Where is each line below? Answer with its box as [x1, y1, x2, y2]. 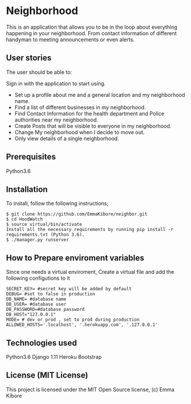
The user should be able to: [6, 69, 72, 76]
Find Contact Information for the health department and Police [14, 110, 165, 117]
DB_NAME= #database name [6, 296, 67, 303]
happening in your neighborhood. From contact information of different [6, 29, 177, 36]
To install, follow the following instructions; [6, 200, 109, 207]
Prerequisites [6, 152, 56, 162]
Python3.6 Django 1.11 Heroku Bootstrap [6, 354, 102, 360]
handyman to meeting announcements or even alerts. [6, 36, 135, 43]
